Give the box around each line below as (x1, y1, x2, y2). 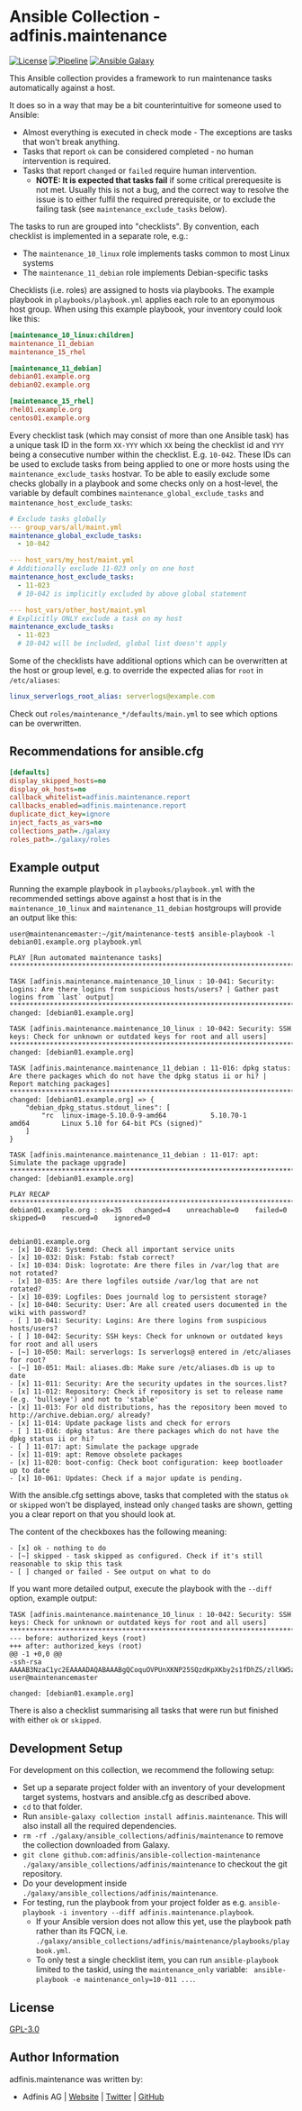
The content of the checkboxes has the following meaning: (9, 1526, 227, 1538)
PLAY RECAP (9, 1190, 50, 1200)
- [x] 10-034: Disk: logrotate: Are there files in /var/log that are (9, 1261, 280, 1270)
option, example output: (9, 1593, 97, 1604)
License (9, 1999, 55, 2015)
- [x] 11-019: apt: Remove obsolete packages (9, 1450, 182, 1459)
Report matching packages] (9, 1080, 111, 1089)
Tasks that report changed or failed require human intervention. (22, 165, 257, 176)
